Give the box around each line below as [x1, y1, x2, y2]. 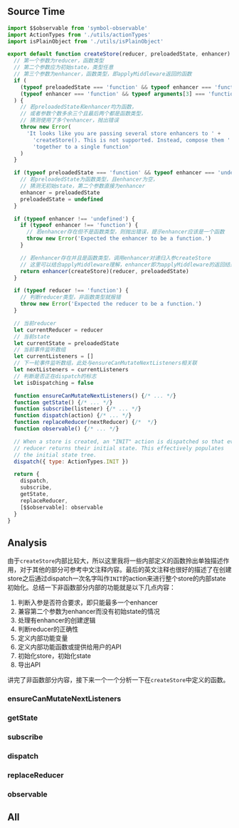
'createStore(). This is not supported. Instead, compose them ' [33, 137, 231, 144]
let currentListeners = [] [14, 353, 94, 360]
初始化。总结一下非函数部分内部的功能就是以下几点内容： [7, 583, 176, 592]
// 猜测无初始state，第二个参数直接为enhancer [20, 183, 146, 190]
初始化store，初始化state [17, 652, 91, 660]
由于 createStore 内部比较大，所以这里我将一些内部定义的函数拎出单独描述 [7, 556, 223, 565]
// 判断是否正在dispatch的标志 [14, 373, 97, 380]
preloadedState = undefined [20, 196, 103, 203]
